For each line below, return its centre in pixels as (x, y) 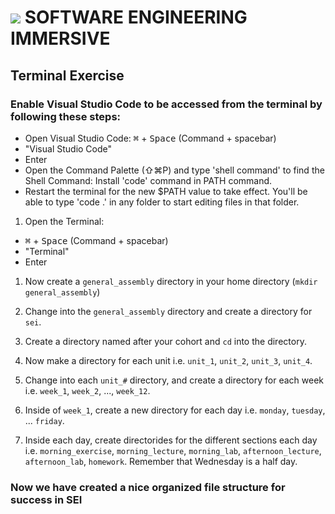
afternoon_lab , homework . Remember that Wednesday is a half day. (161, 461)
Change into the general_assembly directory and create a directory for (168, 311)
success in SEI (46, 499)
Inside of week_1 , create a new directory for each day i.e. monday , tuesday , (175, 410)
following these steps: (66, 116)
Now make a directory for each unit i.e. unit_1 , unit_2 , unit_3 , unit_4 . (168, 360)
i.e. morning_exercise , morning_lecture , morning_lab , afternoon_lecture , (173, 450)
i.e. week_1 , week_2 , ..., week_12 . (87, 390)
